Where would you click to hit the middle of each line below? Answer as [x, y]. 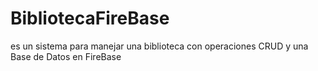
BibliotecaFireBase [90, 18]
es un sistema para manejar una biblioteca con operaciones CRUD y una [159, 46]
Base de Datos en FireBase [66, 56]
